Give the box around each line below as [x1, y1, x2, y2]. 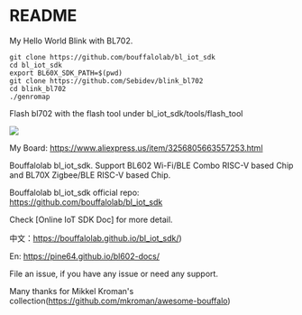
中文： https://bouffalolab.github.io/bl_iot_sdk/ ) [9, 232, 182, 244]
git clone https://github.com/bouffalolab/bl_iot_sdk [9, 52, 216, 61]
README [9, 5, 78, 26]
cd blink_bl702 [9, 84, 67, 93]
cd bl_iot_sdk [9, 60, 63, 69]
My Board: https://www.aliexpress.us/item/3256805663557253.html [9, 142, 263, 153]
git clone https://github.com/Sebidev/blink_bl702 [9, 76, 204, 86]
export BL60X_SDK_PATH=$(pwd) [9, 69, 124, 78]
